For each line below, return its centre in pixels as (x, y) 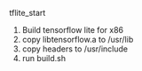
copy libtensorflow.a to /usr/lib (78, 39)
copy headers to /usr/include (75, 49)
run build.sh (44, 58)
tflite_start (28, 13)
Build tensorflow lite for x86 (73, 30)
